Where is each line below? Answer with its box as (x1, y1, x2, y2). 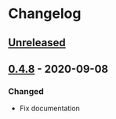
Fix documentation (19, 103, 81, 114)
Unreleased (8, 36, 67, 49)
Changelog (8, 5, 82, 23)
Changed (8, 85, 45, 96)
